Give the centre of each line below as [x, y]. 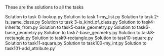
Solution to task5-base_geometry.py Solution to [87, 27]
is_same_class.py [23, 22]
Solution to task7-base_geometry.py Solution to [92, 32]
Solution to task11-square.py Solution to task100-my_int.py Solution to [76, 43]
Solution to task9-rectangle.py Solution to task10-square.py [92, 38]
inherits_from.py [22, 27]
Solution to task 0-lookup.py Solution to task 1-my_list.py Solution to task [79, 17]
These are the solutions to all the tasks [44, 7]
